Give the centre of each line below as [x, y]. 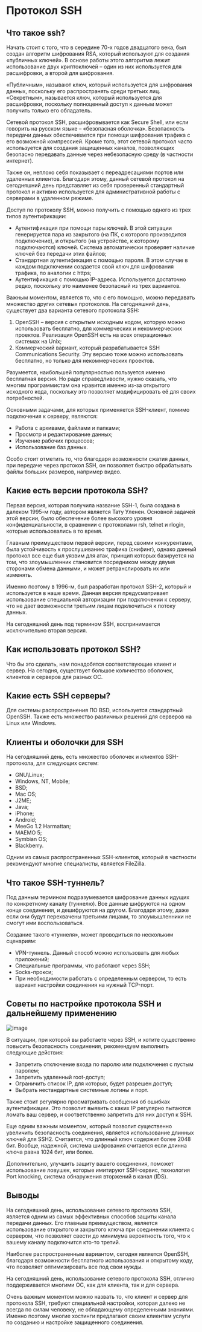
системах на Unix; [38, 341]
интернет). [20, 161]
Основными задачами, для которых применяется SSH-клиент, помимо [98, 410]
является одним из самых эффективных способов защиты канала [91, 1217]
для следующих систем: [68, 763]
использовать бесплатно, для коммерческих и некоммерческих [99, 328]
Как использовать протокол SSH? [74, 650]
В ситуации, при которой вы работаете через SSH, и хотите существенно [101, 1039]
